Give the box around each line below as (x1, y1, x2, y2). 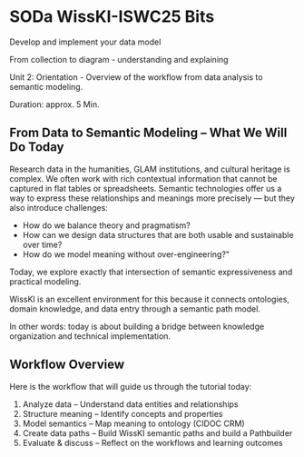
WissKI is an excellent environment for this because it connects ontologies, (9, 293, 290, 304)
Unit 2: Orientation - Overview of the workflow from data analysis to (9, 71, 263, 83)
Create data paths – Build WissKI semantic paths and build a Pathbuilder (22, 427, 293, 438)
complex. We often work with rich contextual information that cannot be (9, 173, 278, 184)
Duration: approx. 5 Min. (9, 98, 100, 110)
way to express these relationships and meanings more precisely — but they (9, 193, 295, 204)
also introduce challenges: (9, 202, 109, 213)
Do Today (9, 139, 64, 155)
